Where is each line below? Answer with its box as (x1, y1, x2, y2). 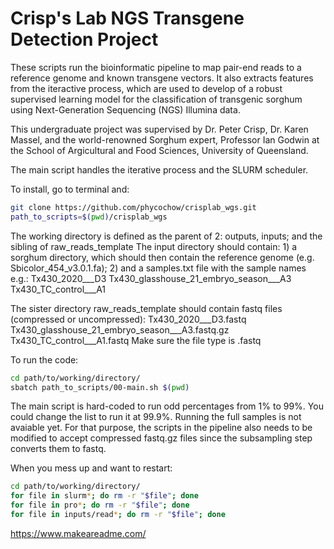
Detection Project (10, 28, 159, 51)
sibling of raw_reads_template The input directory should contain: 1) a (10, 240, 298, 252)
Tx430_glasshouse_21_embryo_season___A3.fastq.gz (10, 323, 230, 336)
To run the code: (10, 353, 79, 366)
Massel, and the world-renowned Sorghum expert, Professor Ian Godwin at (10, 133, 320, 146)
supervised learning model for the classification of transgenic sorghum (10, 93, 303, 105)
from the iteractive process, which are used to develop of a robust (10, 82, 283, 94)
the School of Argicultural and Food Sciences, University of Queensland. (10, 144, 309, 156)
